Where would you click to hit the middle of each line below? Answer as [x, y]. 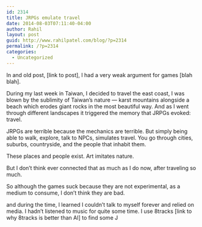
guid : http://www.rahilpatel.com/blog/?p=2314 [67, 40]
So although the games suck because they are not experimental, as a [93, 186]
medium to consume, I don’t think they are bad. [66, 193]
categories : [21, 52]
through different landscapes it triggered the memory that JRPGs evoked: [99, 113]
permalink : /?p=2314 [33, 47]
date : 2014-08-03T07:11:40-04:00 [49, 23]
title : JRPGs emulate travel [43, 18]
